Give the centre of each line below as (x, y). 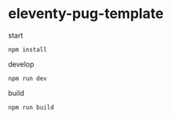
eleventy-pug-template (86, 14)
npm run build (31, 107)
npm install (27, 49)
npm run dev (27, 78)
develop (21, 64)
